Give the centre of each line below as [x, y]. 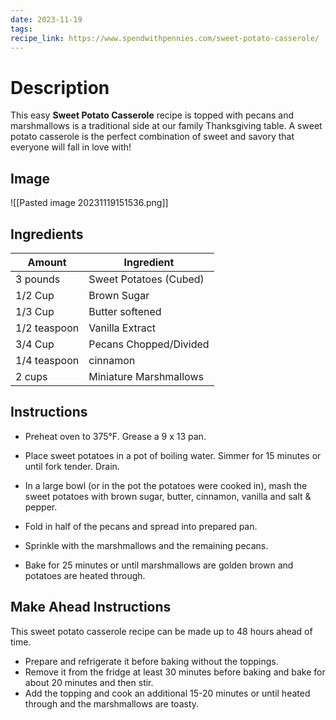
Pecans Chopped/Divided [149, 344]
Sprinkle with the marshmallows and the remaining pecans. [146, 545]
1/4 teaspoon [47, 360]
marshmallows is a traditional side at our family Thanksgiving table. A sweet [166, 126]
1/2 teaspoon [47, 328]
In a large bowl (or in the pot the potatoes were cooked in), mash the [166, 485]
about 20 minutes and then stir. [89, 682]
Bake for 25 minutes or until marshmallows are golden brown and [159, 565]
